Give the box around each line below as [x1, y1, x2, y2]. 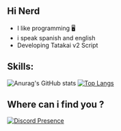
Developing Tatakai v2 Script [16, 41, 98, 49]
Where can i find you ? [7, 99, 105, 111]
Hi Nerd [7, 5, 40, 17]
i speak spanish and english [16, 33, 96, 42]
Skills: [7, 61, 34, 72]
